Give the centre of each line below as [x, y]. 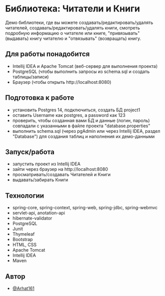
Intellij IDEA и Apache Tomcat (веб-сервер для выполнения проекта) [85, 66]
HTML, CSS [24, 245]
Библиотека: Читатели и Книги [72, 9]
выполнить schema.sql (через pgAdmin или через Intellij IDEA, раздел [86, 131]
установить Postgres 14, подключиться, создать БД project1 [76, 110]
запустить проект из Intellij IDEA [46, 164]
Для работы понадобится [47, 54]
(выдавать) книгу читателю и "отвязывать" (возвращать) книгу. [73, 38]
